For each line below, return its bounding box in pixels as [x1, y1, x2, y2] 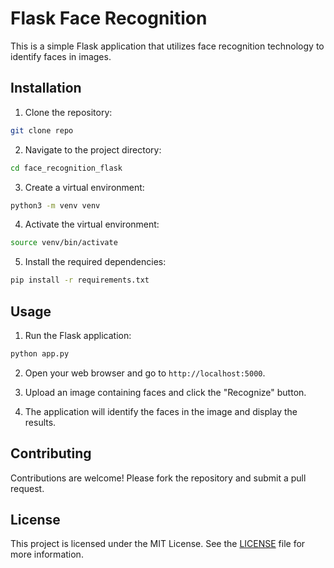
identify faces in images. [10, 50, 112, 62]
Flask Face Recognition [10, 7, 208, 30]
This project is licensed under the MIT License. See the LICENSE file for [10, 538, 306, 550]
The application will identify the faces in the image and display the [24, 405, 298, 417]
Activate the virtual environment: [24, 218, 160, 231]
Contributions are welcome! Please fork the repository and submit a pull [10, 472, 307, 484]
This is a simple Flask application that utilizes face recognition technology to [10, 40, 325, 52]
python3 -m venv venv [10, 200, 101, 211]
